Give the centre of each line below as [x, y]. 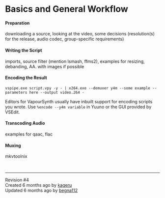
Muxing [13, 145]
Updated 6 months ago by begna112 [41, 191]
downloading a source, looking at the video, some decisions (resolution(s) [80, 34]
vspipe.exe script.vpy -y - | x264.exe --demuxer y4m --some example [78, 88]
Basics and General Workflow [67, 9]
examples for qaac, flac [29, 134]
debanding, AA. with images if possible [45, 66]
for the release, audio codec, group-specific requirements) [65, 39]
